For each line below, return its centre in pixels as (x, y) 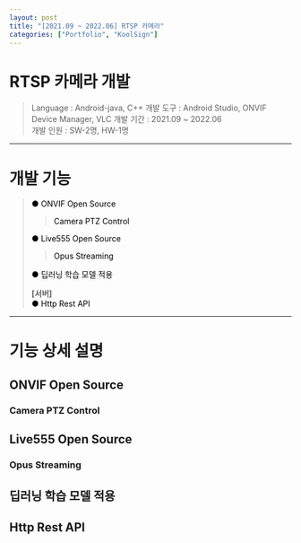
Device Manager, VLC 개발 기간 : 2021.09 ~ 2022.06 (126, 119)
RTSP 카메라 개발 (70, 81)
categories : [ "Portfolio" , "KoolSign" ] (84, 34)
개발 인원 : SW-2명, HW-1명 (80, 130)
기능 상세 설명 (56, 351)
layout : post (34, 18)
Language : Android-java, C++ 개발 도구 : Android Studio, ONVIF (149, 108)
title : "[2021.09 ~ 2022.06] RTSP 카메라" (87, 26)
